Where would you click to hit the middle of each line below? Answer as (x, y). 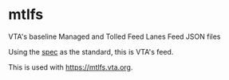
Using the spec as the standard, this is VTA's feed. (91, 51)
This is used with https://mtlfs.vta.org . (71, 67)
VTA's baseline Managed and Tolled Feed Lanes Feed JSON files (114, 36)
